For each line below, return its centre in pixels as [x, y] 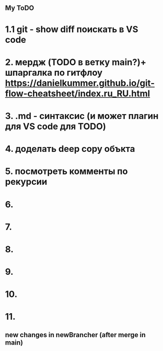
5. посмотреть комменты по [67, 171]
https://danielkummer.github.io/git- [80, 83]
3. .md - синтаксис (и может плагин [82, 116]
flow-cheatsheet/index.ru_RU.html [78, 93]
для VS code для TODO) [56, 126]
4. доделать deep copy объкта [70, 149]
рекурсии [26, 182]
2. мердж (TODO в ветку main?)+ [76, 62]
